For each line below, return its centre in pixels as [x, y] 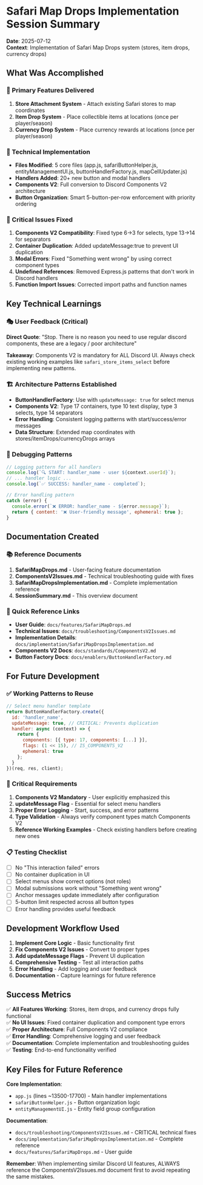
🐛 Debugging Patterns [39, 455]
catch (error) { [27, 500]
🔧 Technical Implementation [48, 152]
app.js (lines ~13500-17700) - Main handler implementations [91, 1096]
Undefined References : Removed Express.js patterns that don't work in [105, 271]
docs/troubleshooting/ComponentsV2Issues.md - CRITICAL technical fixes [106, 1133]
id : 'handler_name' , [38, 717]
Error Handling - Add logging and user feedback [76, 969]
